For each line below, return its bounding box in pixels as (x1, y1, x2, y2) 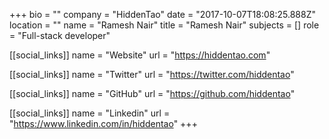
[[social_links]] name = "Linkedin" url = (9, 107, 171, 119)
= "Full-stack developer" (9, 30, 111, 41)
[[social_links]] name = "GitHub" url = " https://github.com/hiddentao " (9, 88, 296, 99)
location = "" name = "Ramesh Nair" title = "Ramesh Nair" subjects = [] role (9, 19, 320, 31)
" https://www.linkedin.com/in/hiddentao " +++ (9, 118, 198, 129)
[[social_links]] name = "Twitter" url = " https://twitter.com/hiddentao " (9, 69, 295, 80)
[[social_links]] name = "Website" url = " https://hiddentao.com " (9, 49, 271, 61)
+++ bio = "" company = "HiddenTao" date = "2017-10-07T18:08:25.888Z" (9, 9, 316, 20)
